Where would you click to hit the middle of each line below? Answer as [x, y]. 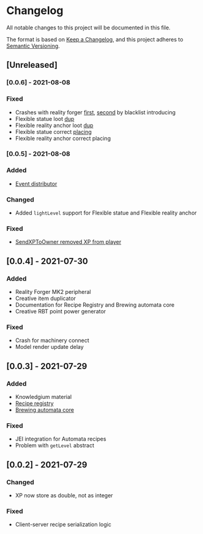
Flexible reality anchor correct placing [63, 138]
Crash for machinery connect [52, 340]
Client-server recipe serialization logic [63, 525]
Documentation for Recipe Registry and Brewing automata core [95, 305]
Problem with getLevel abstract [55, 445]
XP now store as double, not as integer [64, 496]
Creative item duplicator [46, 298]
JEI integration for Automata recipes [61, 439]
